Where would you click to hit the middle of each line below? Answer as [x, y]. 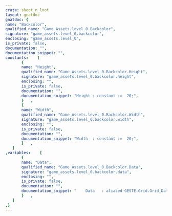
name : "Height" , [39, 67]
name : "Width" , [37, 110]
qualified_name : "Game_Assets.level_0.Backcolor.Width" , [83, 115]
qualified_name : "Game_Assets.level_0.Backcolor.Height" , [84, 72]
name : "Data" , [36, 162]
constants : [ [23, 58]
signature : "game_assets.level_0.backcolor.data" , [76, 172]
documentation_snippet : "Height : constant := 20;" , [80, 96]
